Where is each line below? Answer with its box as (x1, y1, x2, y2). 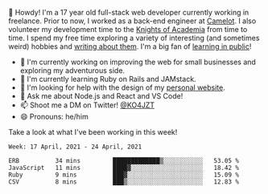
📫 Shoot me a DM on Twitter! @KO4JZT (19, 100, 155, 110)
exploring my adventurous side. (19, 66, 126, 75)
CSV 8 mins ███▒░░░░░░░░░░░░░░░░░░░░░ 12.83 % (8, 178, 240, 186)
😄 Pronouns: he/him (19, 112, 89, 121)
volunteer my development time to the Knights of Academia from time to (8, 25, 248, 34)
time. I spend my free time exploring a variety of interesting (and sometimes (8, 33, 260, 42)
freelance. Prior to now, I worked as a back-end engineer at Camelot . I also (8, 16, 257, 26)
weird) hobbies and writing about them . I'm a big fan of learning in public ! (8, 42, 252, 51)
